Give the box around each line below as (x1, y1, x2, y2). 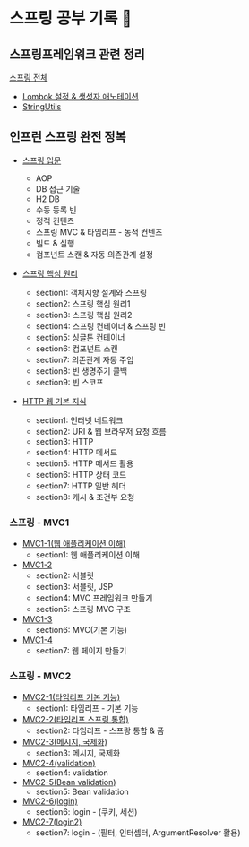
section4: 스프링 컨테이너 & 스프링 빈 (35, 320, 167, 332)
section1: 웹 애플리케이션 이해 (35, 549, 141, 560)
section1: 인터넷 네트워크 (35, 414, 124, 426)
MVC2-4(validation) (21, 758, 96, 769)
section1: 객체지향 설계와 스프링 (35, 287, 148, 298)
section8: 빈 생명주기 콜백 (35, 365, 128, 376)
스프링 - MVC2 (9, 670, 72, 682)
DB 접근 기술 (35, 183, 81, 194)
